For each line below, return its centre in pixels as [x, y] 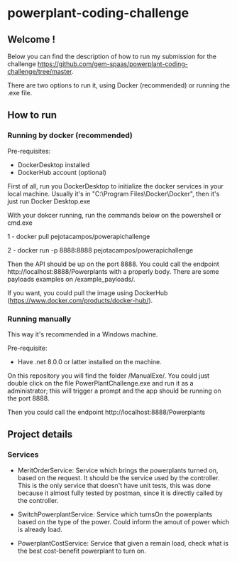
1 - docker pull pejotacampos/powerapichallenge [79, 236]
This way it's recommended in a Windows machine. [83, 334]
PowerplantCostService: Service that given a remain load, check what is [123, 543]
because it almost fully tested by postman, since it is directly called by [120, 493]
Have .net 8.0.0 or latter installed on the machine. [89, 361]
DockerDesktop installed [54, 164]
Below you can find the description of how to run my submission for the [112, 56]
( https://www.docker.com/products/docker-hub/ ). [80, 300]
